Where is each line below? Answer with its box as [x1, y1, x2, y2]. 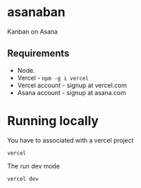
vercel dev [7, 175, 39, 182]
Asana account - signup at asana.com [17, 88, 126, 96]
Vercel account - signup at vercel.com [17, 81, 127, 89]
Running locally [7, 113, 99, 129]
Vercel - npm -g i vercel [17, 73, 89, 82]
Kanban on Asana [7, 27, 58, 36]
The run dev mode [7, 161, 60, 170]
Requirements [7, 48, 69, 59]
